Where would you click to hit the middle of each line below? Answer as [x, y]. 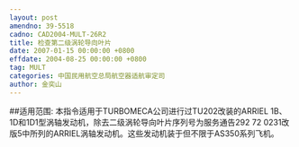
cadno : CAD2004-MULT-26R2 [58, 34]
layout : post [34, 17]
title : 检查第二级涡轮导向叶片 [60, 43]
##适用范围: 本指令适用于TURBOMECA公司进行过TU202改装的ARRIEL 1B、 [148, 111]
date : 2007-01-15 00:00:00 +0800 [72, 51]
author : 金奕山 [36, 84]
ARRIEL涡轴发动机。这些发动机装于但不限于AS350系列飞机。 [166, 133]
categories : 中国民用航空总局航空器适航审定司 [87, 76]
